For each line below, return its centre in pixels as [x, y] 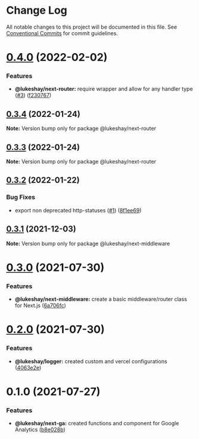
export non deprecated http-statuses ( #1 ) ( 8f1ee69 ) [78, 210]
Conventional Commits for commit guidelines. [62, 33]
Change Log [37, 10]
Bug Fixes [21, 197]
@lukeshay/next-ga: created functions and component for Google [97, 423]
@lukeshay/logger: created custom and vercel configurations [91, 361]
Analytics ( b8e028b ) [40, 429]
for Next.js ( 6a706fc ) [41, 305]
